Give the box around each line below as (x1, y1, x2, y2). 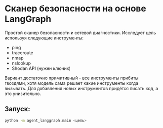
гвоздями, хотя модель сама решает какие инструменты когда (4, 80, 139, 86)
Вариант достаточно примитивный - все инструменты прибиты (4, 75, 139, 81)
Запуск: (4, 105, 31, 113)
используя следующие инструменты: (4, 35, 83, 41)
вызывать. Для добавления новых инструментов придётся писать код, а (4, 85, 159, 91)
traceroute (11, 50, 33, 56)
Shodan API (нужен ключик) (11, 65, 71, 71)
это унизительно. (4, 91, 41, 96)
